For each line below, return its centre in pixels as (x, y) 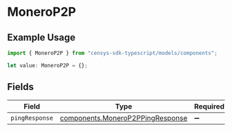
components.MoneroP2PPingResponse (124, 118)
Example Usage (41, 37)
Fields (21, 87)
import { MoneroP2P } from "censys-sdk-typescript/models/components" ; (112, 53)
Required (210, 106)
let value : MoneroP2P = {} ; (48, 65)
